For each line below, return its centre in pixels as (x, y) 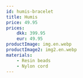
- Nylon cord (32, 66)
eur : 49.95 (30, 39)
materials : (19, 55)
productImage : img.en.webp (39, 45)
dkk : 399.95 (31, 33)
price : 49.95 (22, 22)
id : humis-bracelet (30, 11)
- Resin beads (34, 60)
